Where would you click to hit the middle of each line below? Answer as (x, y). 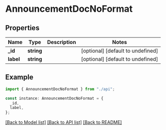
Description (62, 42)
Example (19, 77)
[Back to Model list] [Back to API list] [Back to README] (64, 122)
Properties (22, 28)
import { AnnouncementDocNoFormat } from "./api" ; (60, 89)
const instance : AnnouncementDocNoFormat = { (54, 98)
